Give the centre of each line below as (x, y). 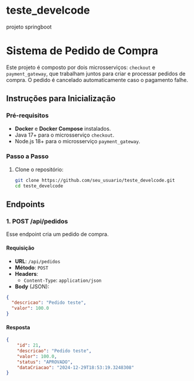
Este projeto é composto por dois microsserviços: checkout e (81, 67)
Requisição (20, 248)
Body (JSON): (32, 286)
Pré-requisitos (27, 115)
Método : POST (32, 267)
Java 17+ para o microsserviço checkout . (65, 135)
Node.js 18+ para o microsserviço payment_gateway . (78, 141)
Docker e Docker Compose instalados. (63, 128)
